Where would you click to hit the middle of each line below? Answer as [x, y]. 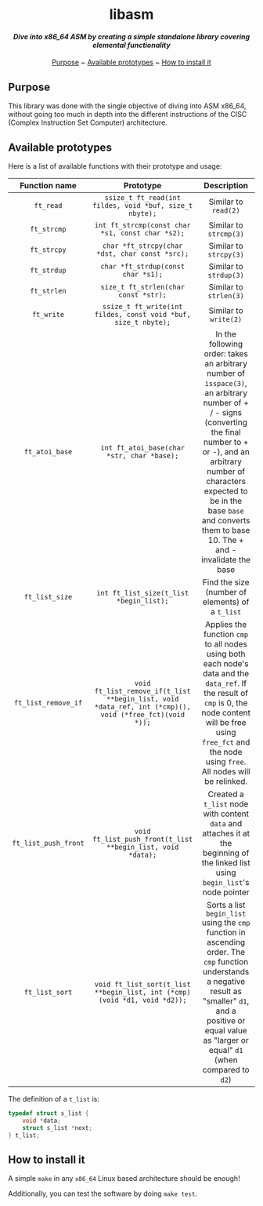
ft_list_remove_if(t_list [142, 691]
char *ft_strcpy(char [142, 246]
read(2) [226, 211]
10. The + [226, 541]
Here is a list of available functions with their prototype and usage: [115, 166]
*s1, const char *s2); [143, 233]
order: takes [226, 354]
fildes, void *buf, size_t [143, 206]
